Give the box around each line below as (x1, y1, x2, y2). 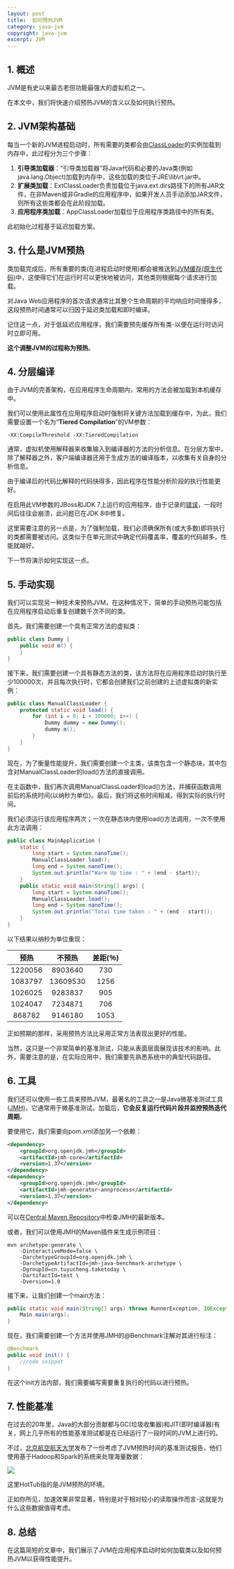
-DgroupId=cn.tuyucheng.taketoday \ (19, 1265, 127, 1273)
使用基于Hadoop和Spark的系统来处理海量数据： (7, 1453, 145, 1461)
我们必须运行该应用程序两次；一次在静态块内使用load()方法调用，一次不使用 (7, 814, 226, 822)
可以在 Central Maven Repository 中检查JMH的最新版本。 (7, 1212, 169, 1221)
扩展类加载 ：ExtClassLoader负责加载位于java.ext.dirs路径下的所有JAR (17, 181, 219, 189)
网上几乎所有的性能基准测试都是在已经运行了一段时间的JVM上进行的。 (19, 1429, 222, 1437)
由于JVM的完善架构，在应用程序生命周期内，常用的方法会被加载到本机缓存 (7, 386, 222, 394)
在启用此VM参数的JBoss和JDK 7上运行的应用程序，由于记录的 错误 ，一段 (7, 501, 217, 509)
